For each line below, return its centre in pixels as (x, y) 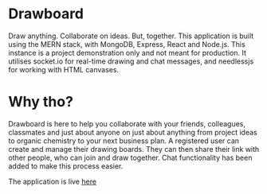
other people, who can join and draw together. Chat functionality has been (130, 157)
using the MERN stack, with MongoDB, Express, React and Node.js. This (127, 44)
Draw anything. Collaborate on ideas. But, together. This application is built (131, 36)
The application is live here (53, 181)
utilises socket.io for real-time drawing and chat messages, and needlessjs (131, 61)
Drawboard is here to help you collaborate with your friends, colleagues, (127, 123)
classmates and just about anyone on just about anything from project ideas (133, 132)
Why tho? (41, 102)
